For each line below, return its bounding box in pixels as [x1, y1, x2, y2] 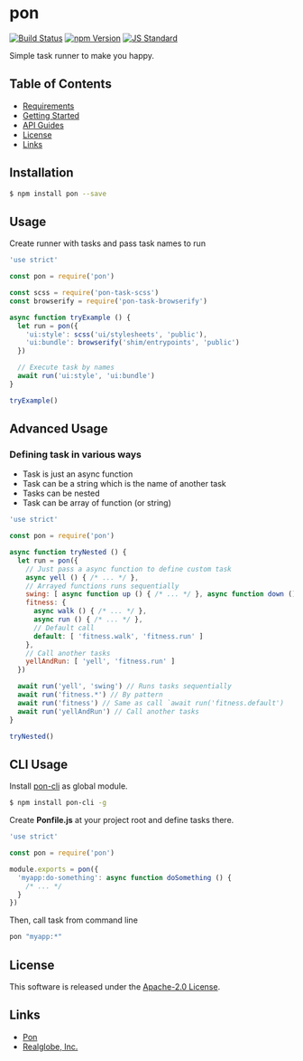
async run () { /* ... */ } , [32, 615, 143, 624]
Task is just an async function [22, 469, 133, 479]
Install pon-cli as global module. [9, 781, 128, 791]
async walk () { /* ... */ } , [32, 607, 147, 616]
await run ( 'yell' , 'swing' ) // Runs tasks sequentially [17, 682, 232, 691]
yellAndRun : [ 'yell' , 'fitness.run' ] [25, 657, 176, 667]
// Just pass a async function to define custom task [25, 564, 232, 573]
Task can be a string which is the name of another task [22, 478, 227, 489]
